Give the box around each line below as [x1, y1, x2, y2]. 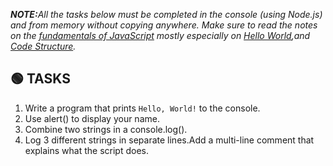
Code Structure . [10, 40, 77, 52]
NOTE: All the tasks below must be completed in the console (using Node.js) [10, 9, 323, 20]
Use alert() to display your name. [24, 112, 160, 124]
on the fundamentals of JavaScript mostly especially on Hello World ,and [10, 30, 311, 41]
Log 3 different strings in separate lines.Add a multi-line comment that [24, 134, 315, 146]
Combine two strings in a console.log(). [24, 123, 188, 135]
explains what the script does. [24, 144, 149, 156]
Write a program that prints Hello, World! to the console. [24, 102, 261, 114]
